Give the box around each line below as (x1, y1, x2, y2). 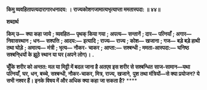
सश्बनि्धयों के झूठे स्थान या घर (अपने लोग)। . (6, 51, 95, 58)
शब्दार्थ (6, 18, 19, 25)
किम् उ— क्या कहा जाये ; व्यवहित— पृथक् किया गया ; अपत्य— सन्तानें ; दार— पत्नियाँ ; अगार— (6, 31, 192, 37)
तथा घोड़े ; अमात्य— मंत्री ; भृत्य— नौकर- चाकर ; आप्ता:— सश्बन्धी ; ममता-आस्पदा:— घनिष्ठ (6, 44, 189, 51)
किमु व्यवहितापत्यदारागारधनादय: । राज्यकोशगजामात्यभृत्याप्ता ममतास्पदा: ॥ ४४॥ (6, 6, 161, 13)
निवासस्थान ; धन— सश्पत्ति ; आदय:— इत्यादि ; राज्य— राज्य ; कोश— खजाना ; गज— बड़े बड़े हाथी (6, 37, 200, 44)
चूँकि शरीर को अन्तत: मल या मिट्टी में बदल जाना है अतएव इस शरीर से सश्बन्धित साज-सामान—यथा (6, 63, 190, 70)
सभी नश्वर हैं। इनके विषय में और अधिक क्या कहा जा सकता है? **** (6, 77, 138, 84)
